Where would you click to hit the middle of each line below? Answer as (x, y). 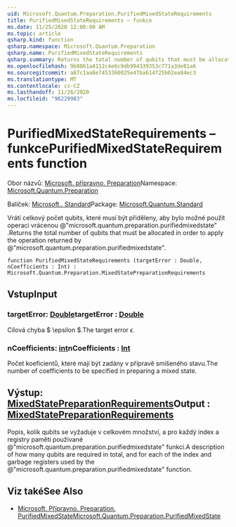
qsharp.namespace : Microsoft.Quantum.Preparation (81, 46)
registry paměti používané (45, 439)
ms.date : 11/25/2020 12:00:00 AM (56, 27)
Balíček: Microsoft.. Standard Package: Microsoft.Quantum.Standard (105, 204)
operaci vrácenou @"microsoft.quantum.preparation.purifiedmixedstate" (112, 225)
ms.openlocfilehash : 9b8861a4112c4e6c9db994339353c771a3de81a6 (102, 66)
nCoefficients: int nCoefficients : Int (69, 348)
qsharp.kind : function (40, 40)
